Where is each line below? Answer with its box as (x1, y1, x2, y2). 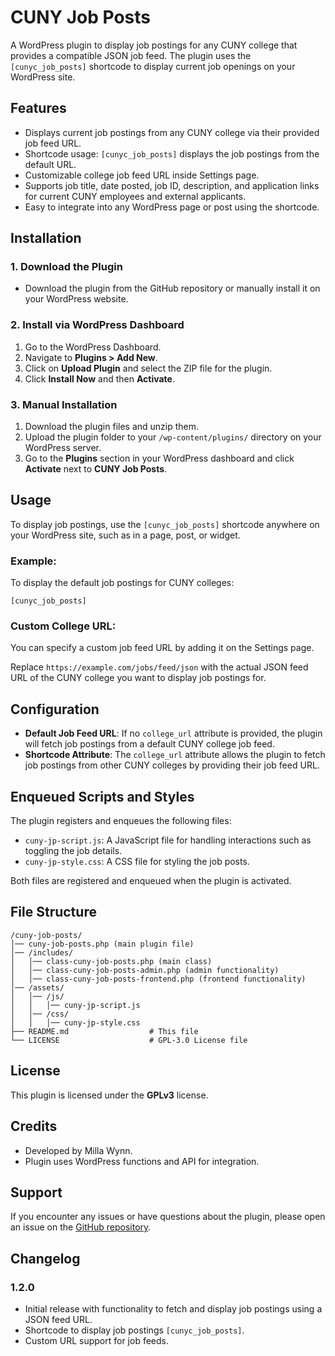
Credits (10, 1118, 58, 1135)
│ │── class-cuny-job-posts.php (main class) (10, 956, 213, 966)
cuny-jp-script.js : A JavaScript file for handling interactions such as (24, 834, 312, 846)
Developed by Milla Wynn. (24, 1144, 133, 1156)
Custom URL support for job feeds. (24, 1335, 169, 1346)
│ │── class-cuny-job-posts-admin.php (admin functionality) (10, 965, 280, 975)
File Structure (10, 904, 97, 921)
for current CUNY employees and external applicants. (24, 190, 247, 202)
